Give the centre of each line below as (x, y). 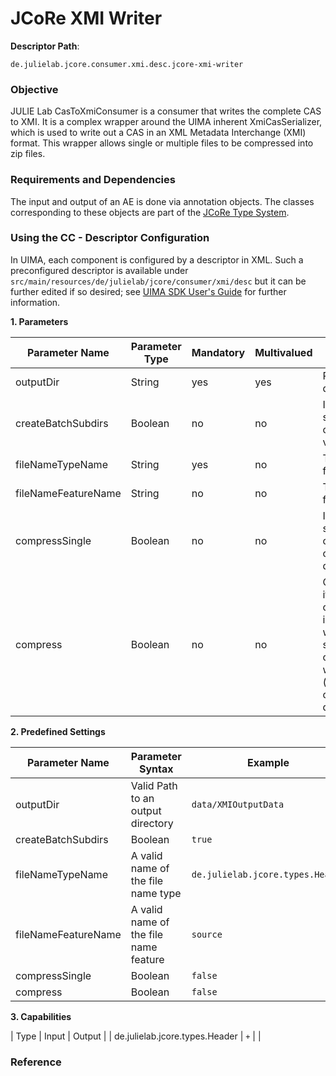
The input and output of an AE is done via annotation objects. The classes (162, 201)
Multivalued (283, 352)
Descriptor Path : (45, 46)
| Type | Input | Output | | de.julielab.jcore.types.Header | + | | (136, 1036)
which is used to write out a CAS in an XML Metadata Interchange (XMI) (158, 133)
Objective (34, 89)
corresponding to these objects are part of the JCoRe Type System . (150, 212)
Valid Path (154, 785)
